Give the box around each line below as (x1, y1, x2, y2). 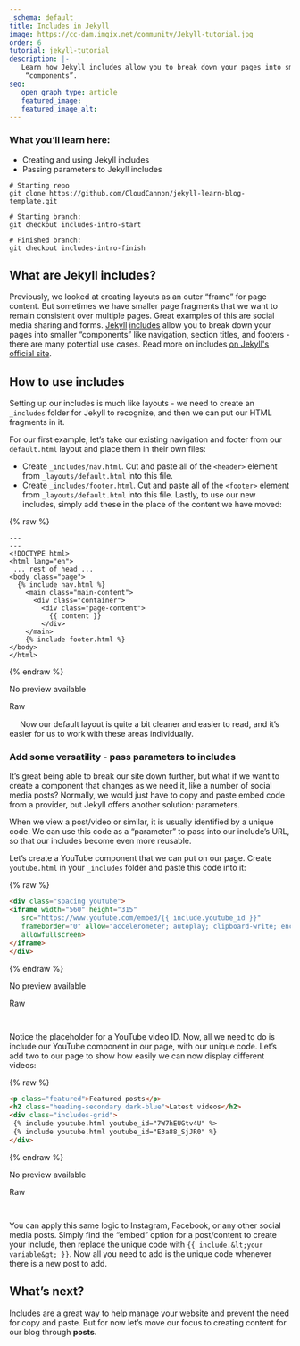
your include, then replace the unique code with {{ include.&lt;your (9, 1239, 263, 1250)
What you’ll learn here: (9, 134, 111, 146)
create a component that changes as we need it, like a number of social (9, 781, 272, 791)
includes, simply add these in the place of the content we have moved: (21, 499, 283, 510)
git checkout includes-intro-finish (9, 243, 146, 253)
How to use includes (9, 374, 125, 389)
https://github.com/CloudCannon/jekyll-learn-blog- (48, 188, 246, 197)
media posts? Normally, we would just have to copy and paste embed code (9, 790, 286, 800)
